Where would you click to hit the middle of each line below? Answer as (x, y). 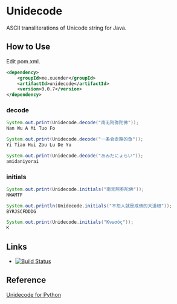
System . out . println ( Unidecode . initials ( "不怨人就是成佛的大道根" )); (89, 206)
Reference (26, 280)
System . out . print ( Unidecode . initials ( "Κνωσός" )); (70, 222)
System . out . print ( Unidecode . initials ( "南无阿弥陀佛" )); (75, 189)
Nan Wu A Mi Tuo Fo (31, 128)
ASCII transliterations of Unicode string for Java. (66, 28)
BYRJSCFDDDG (21, 211)
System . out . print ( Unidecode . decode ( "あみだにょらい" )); (75, 156)
